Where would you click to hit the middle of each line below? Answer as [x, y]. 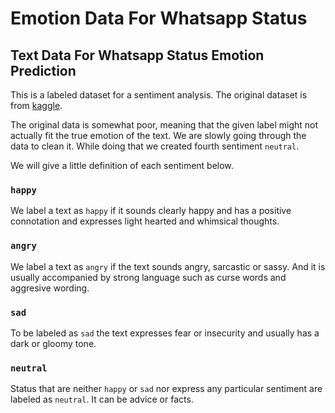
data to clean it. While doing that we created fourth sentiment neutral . [155, 146]
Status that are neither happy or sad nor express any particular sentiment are [166, 389]
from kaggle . [36, 105]
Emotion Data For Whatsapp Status [159, 18]
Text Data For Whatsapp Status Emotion [137, 55]
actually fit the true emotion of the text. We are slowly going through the [158, 135]
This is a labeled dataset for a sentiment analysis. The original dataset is [159, 95]
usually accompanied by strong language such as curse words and [148, 277]
